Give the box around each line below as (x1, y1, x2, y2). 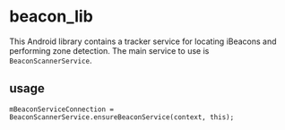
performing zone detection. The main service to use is (9, 45, 210, 56)
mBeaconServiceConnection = (9, 105, 115, 114)
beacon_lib (9, 6, 94, 27)
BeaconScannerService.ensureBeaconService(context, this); (9, 112, 235, 122)
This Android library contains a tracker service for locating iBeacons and (9, 36, 277, 47)
